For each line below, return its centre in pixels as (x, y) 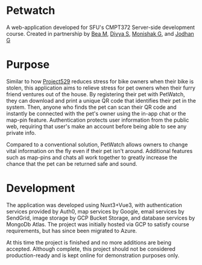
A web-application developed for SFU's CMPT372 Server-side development (100, 27)
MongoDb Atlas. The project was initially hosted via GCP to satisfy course (98, 224)
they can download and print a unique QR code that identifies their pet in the (101, 100)
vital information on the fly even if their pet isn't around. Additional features (99, 151)
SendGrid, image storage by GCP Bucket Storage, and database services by (101, 218)
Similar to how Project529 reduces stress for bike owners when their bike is (100, 81)
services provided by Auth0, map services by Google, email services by (96, 211)
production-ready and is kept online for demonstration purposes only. (93, 255)
